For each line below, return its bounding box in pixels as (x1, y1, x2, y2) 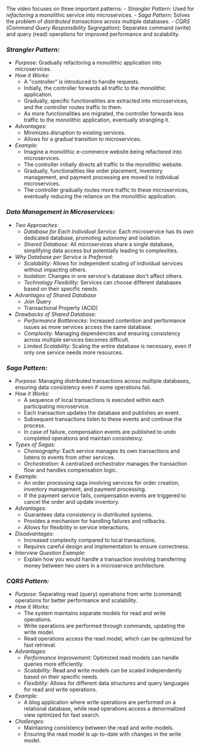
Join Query (23, 298, 52, 305)
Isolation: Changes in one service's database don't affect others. (23, 272, 183, 279)
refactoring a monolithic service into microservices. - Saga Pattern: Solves (6, 11, 190, 19)
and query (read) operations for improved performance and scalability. (6, 31, 180, 38)
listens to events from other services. (23, 454, 115, 461)
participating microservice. (23, 403, 90, 410)
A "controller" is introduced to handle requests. (23, 78, 140, 86)
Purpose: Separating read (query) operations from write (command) (14, 590, 182, 598)
